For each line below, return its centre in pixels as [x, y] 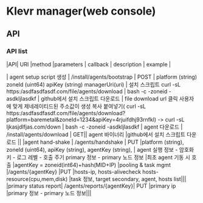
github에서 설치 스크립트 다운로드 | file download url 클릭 [109, 98]
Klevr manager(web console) [81, 11]
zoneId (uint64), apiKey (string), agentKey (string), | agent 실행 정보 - [92, 149]
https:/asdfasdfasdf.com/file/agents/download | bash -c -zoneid [87, 91]
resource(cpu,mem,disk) [37, 179]
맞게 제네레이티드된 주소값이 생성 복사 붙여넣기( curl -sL [79, 106]
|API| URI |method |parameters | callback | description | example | [89, 64]
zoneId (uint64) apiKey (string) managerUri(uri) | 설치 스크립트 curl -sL [94, 84]
